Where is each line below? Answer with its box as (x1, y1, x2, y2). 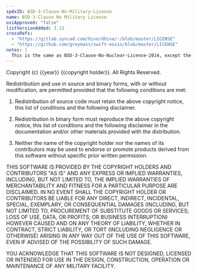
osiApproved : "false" (6, 19, 60, 25)
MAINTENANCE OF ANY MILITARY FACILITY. (6, 262, 116, 269)
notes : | (6, 47, 28, 53)
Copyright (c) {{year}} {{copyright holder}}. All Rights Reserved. (6, 68, 161, 75)
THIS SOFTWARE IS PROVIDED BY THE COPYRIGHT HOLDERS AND (6, 163, 172, 170)
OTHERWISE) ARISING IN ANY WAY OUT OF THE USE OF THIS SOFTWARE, (6, 232, 191, 239)
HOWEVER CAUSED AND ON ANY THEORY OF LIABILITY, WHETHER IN (6, 219, 181, 227)
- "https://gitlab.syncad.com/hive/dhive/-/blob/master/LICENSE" (11, 36, 176, 42)
